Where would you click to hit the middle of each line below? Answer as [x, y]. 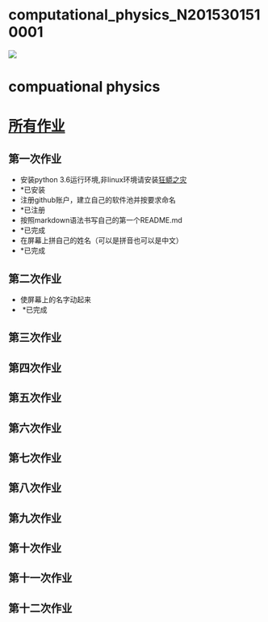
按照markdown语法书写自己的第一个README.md [101, 220]
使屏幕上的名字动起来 [55, 299]
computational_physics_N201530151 [134, 15]
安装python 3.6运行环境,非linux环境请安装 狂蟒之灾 [103, 180]
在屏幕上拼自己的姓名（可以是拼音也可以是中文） [101, 241]
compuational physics [84, 87]
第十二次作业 [40, 608]
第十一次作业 [40, 578]
